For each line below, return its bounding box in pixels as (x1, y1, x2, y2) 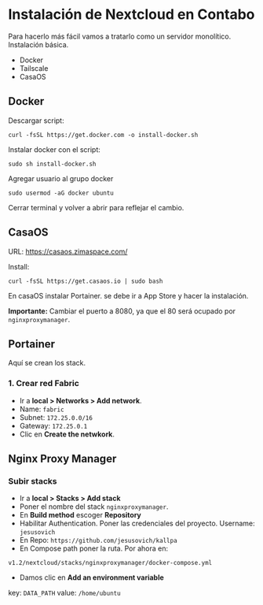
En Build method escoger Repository (19, 510, 141, 520)
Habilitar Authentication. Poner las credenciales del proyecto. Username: (19, 518, 255, 529)
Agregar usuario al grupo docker (8, 173, 114, 183)
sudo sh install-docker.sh (8, 160, 97, 168)
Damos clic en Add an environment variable (19, 573, 165, 582)
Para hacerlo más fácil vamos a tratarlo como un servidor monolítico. (8, 32, 232, 41)
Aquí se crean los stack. (8, 358, 86, 368)
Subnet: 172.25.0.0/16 (19, 412, 93, 422)
